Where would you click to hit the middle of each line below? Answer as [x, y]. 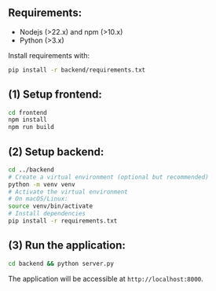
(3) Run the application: [67, 246]
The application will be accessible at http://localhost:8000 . [106, 278]
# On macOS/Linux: [38, 199]
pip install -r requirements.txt [63, 221]
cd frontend [27, 112]
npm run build [31, 127]
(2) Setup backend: [56, 151]
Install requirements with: [49, 55]
